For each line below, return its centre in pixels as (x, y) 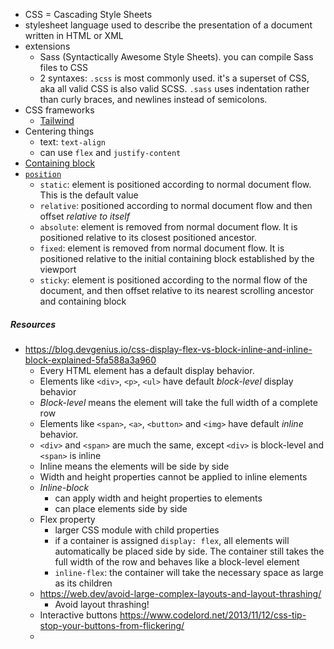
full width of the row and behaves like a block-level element (177, 561)
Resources (33, 324)
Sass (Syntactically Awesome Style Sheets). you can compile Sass (176, 57)
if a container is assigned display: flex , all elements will (172, 540)
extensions (47, 46)
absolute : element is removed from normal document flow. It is (168, 227)
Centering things (59, 131)
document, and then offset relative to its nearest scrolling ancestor (177, 290)
